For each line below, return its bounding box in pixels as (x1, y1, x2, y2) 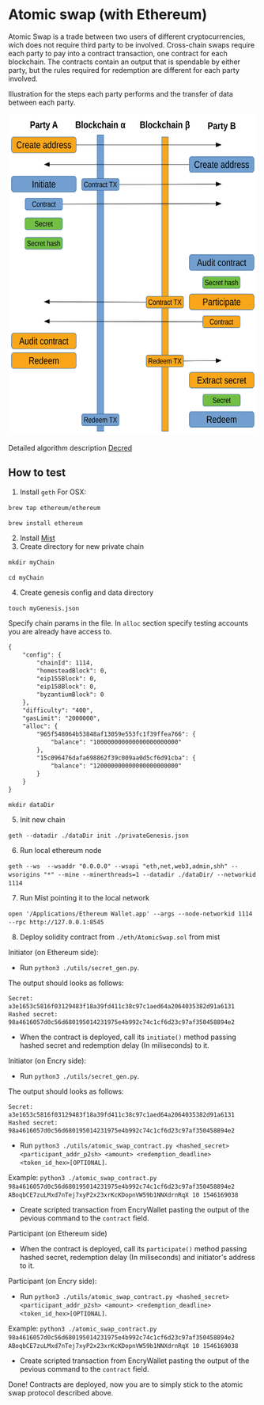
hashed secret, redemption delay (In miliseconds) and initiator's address (19, 1252, 255, 1262)
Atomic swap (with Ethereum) (8, 6, 208, 24)
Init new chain (19, 814, 66, 824)
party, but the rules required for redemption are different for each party (8, 65, 239, 74)
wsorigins (8, 870, 41, 878)
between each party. (8, 97, 76, 107)
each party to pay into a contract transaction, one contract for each (8, 48, 228, 58)
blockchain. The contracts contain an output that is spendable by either (8, 57, 241, 67)
